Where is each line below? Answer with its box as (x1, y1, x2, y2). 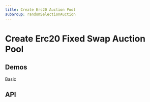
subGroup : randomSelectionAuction (5, 12, 76, 17)
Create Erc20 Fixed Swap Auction (5, 33, 146, 44)
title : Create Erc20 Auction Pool (5, 7, 76, 12)
